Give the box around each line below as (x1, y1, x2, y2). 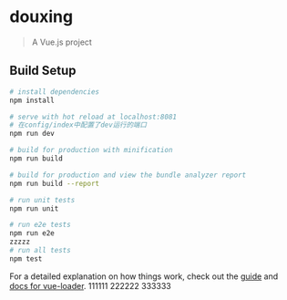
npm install (9, 96, 55, 105)
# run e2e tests (9, 221, 71, 230)
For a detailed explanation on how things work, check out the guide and (9, 271, 279, 282)
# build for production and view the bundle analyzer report (9, 171, 247, 180)
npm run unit (9, 203, 59, 213)
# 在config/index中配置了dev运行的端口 (9, 120, 148, 129)
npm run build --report (9, 179, 100, 188)
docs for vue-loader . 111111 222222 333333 (9, 280, 171, 291)
